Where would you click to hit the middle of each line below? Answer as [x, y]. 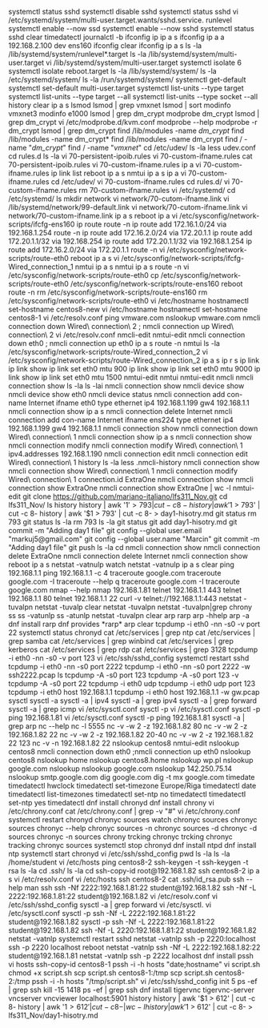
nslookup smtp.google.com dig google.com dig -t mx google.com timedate [132, 777]
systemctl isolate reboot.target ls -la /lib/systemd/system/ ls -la [113, 71]
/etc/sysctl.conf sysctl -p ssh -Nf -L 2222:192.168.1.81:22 [102, 913]
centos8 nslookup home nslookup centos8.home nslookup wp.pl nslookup [131, 760]
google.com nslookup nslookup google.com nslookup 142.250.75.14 [120, 769]
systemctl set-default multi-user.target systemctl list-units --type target [126, 88]
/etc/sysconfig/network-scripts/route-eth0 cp [84, 275]
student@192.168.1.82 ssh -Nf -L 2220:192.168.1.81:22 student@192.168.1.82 [133, 930]
